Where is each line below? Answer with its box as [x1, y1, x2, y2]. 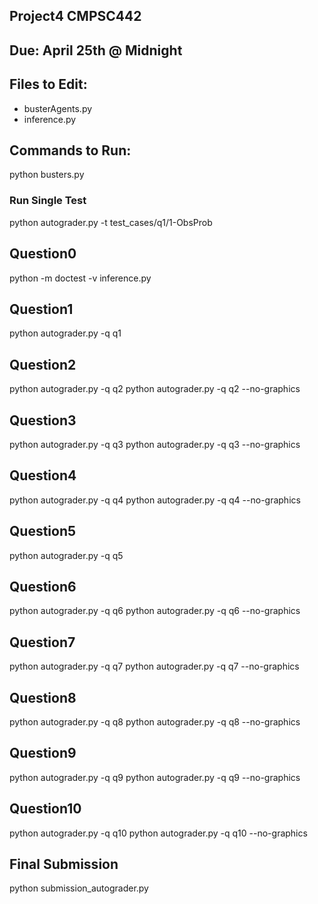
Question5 [9, 523, 77, 540]
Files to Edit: [9, 76, 88, 93]
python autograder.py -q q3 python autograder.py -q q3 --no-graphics [9, 438, 301, 450]
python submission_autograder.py [9, 882, 149, 894]
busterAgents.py [23, 102, 93, 114]
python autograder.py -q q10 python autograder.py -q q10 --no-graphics [9, 827, 308, 839]
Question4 [9, 467, 77, 484]
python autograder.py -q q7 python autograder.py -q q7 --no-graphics [9, 660, 300, 673]
